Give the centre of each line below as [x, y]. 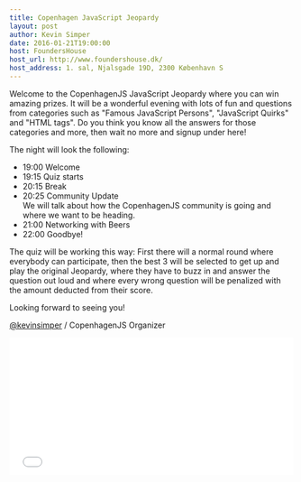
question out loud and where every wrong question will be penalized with [145, 280]
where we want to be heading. [78, 215]
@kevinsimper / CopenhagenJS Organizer [87, 325]
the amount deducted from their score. [81, 290]
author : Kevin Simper [50, 34]
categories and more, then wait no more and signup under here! [128, 132]
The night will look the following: [69, 149]
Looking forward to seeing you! [67, 307]
